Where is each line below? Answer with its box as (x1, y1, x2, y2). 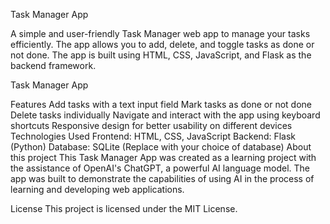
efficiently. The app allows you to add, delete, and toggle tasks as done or (10, 39, 315, 50)
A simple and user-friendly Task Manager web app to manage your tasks (10, 28, 311, 39)
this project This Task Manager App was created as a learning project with (10, 152, 317, 163)
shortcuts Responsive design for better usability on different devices (10, 120, 293, 131)
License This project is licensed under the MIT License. (10, 203, 238, 214)
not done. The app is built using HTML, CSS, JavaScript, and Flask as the (10, 49, 312, 61)
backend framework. (10, 60, 97, 71)
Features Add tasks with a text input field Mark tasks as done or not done (10, 99, 312, 110)
